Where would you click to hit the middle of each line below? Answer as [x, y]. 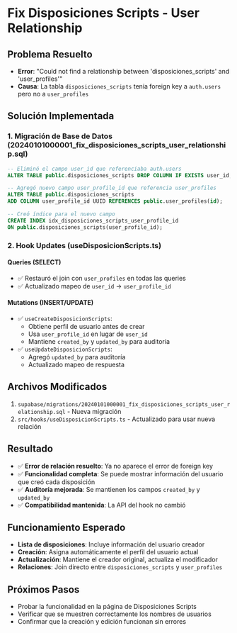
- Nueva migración [94, 411]
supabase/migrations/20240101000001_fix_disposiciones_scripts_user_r [124, 404]
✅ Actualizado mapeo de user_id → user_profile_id [94, 286]
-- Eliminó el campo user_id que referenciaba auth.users [94, 169]
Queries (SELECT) [34, 262]
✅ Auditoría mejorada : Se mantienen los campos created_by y [109, 489]
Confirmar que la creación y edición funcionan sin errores [102, 622]
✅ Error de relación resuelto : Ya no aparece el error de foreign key [115, 466]
